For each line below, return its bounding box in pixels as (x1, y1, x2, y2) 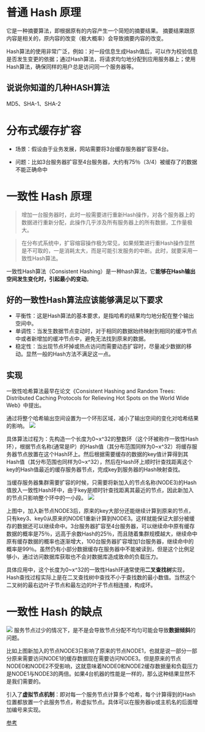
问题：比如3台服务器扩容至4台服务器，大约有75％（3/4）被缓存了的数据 (15, 158, 198, 165)
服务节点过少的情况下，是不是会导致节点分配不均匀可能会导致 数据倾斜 (13, 627, 190, 634)
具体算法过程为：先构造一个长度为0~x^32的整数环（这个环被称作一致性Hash (6, 435, 199, 443)
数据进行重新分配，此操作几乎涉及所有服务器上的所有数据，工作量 (21, 218, 187, 226)
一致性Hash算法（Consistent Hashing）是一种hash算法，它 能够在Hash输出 (6, 267, 196, 275)
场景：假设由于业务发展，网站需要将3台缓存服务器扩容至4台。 (15, 145, 172, 152)
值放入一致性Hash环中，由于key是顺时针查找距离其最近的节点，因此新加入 (6, 487, 194, 494)
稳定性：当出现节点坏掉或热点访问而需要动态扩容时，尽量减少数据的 (15, 343, 187, 350)
